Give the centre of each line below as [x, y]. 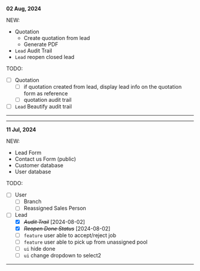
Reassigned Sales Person [55, 208]
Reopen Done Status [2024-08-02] [67, 228]
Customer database [39, 166]
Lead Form [28, 153]
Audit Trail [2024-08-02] [54, 222]
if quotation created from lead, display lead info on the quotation [103, 87]
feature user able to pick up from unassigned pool [85, 242]
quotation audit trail [48, 100]
